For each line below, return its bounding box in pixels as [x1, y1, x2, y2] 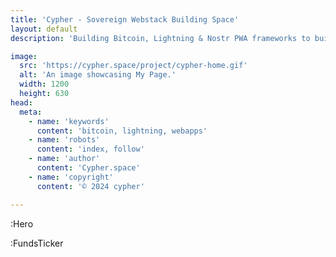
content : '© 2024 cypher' [36, 181, 145, 191]
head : [10, 97, 33, 108]
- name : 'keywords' [28, 116, 110, 126]
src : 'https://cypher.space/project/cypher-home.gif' [19, 61, 248, 71]
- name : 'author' [28, 154, 101, 164]
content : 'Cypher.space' [36, 163, 141, 173]
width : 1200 [19, 79, 70, 90]
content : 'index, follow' [36, 144, 145, 155]
